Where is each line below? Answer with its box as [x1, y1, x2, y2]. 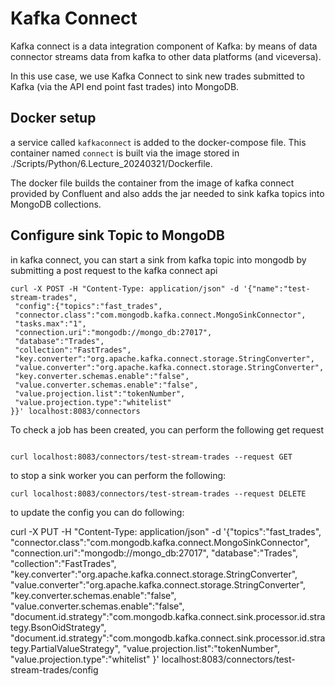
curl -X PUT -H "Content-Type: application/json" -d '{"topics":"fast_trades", [10, 525, 322, 537]
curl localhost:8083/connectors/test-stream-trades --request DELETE [10, 488, 307, 499]
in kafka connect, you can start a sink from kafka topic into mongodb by [10, 253, 307, 266]
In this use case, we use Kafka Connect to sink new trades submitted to [10, 70, 305, 82]
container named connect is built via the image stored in [10, 147, 240, 159]
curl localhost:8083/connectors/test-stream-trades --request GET [10, 452, 293, 462]
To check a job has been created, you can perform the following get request [10, 423, 324, 436]
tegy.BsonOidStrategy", [10, 621, 107, 633]
